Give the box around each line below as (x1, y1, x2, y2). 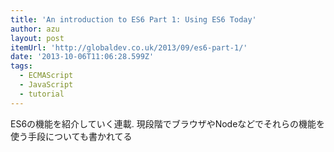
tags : (10, 61, 33, 71)
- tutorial (19, 89, 65, 99)
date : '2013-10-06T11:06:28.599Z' (10, 52, 155, 62)
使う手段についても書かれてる (10, 130, 133, 142)
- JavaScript (19, 80, 74, 90)
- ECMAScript (19, 71, 74, 81)
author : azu (10, 24, 60, 34)
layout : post (10, 33, 65, 43)
